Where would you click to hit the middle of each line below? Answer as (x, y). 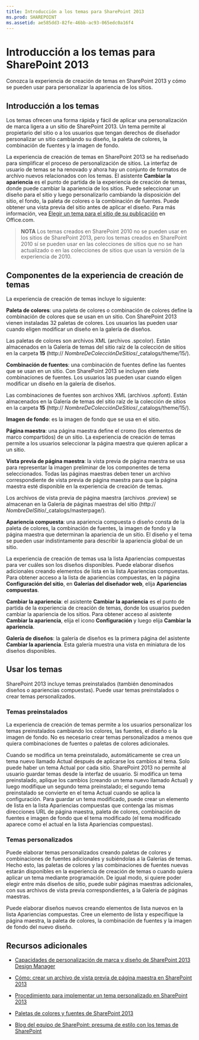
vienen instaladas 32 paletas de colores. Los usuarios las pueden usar (92, 323)
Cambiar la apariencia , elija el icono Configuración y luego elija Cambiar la (99, 620)
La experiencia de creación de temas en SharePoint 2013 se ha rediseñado (97, 157)
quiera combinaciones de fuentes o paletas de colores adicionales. (88, 744)
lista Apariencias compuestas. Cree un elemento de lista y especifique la (95, 914)
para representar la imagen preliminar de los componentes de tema (88, 467)
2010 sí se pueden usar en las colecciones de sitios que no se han (101, 244)
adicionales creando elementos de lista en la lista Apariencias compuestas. (98, 571)
